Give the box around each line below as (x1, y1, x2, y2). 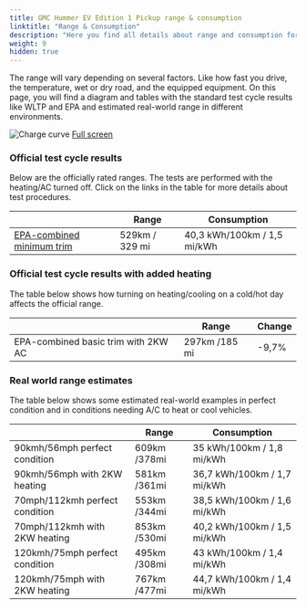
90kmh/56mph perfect (14, 442, 112, 455)
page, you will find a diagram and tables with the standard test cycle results (9, 92, 293, 103)
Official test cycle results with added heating (9, 268, 212, 280)
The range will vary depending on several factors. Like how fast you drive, (9, 72, 288, 83)
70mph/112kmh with (14, 520, 106, 533)
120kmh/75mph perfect (14, 547, 118, 560)
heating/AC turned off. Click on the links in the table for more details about (9, 182, 289, 193)
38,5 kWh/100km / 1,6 (192, 494, 291, 507)
